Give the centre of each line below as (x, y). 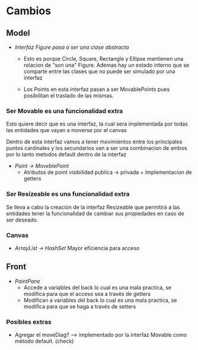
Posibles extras (29, 321)
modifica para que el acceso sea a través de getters (87, 293)
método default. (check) (44, 341)
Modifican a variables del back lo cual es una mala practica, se (100, 300)
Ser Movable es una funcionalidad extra (65, 111)
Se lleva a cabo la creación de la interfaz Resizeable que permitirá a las (93, 207)
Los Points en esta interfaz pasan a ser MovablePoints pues (97, 89)
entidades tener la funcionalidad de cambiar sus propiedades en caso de (95, 213)
